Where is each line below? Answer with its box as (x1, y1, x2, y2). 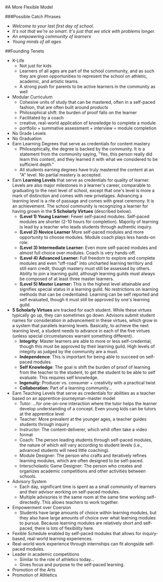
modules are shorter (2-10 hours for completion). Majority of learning (19, 219, 159, 224)
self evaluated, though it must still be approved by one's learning (19, 297, 150, 302)
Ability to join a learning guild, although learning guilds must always (19, 271, 155, 276)
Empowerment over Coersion (12, 505, 71, 510)
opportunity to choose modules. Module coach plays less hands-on (19, 234, 156, 240)
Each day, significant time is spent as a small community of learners (19, 484, 156, 490)
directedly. (19, 499, 41, 505)
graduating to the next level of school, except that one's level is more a (12, 188, 155, 193)
